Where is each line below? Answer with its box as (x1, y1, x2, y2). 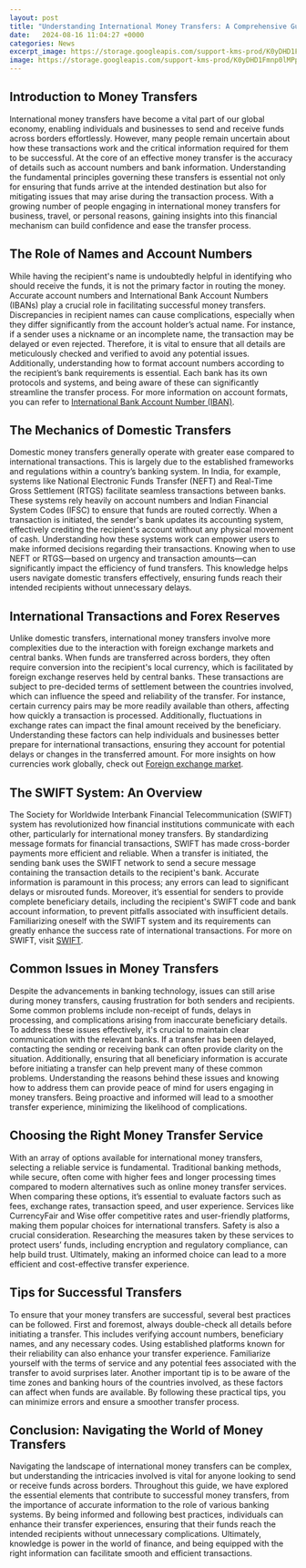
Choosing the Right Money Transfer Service (9, 1128, 264, 1144)
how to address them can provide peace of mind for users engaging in (9, 1082, 274, 1093)
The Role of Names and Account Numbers (9, 247, 253, 262)
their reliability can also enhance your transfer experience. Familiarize (9, 1348, 271, 1359)
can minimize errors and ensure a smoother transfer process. (9, 1396, 240, 1407)
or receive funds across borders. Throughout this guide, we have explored (9, 1481, 289, 1492)
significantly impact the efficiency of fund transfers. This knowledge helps (9, 563, 289, 574)
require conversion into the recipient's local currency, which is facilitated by (9, 662, 294, 673)
